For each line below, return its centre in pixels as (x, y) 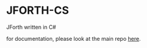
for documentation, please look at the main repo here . (73, 38)
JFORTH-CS (38, 10)
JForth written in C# (31, 27)
